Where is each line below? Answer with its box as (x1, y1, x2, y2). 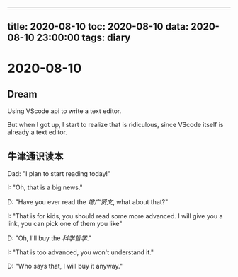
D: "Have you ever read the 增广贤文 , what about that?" (7, 198, 169, 206)
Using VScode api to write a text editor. (7, 107, 122, 115)
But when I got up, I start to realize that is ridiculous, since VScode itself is (7, 121, 225, 129)
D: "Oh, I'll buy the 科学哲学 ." (7, 234, 92, 242)
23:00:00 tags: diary (36, 32, 131, 44)
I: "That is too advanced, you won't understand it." (7, 248, 154, 257)
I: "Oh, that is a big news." (7, 183, 83, 191)
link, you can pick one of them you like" (7, 220, 123, 228)
